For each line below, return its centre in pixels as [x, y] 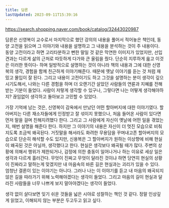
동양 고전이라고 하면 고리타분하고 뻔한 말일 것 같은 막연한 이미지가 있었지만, [79, 52]
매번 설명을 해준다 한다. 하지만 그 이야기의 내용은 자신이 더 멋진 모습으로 [82, 126]
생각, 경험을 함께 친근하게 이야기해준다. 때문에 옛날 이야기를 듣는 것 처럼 [85, 71]
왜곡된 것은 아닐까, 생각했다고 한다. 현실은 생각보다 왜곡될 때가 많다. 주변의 [84, 145]
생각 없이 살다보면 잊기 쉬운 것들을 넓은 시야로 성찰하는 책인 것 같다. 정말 [76, 194]
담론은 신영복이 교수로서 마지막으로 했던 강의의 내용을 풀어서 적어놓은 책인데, [81, 39]
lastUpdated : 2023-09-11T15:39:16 [42, 15]
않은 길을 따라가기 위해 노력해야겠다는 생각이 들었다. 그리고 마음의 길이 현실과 [81, 177]
